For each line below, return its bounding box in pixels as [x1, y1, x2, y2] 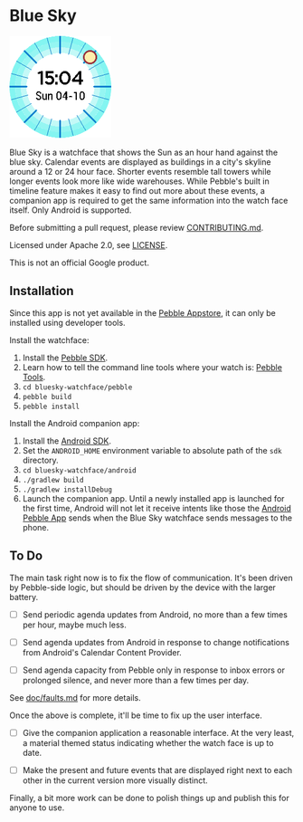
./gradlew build [22, 475, 84, 484]
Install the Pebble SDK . [22, 352, 109, 363]
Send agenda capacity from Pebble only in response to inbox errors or [22, 664, 285, 675]
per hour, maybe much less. [22, 619, 127, 630]
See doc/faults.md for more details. [9, 692, 142, 703]
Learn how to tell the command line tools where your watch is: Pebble [22, 361, 283, 372]
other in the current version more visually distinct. [22, 775, 208, 786]
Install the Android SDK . [22, 435, 111, 446]
